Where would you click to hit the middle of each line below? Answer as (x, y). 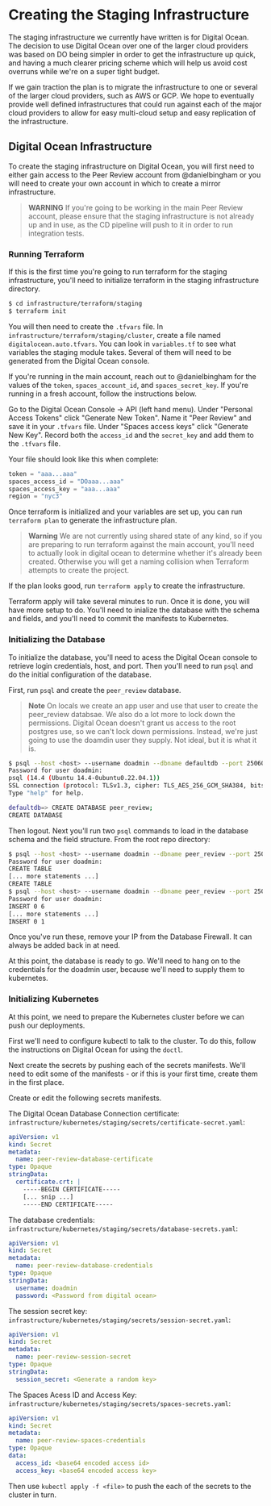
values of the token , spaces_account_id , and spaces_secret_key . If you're (128, 385)
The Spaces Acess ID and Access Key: (73, 1395)
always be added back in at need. (65, 945)
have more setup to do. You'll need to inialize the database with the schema (134, 610)
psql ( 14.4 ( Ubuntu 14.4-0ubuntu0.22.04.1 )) (84, 778)
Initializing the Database (57, 640)
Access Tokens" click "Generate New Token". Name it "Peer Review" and (130, 418)
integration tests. (56, 233)
